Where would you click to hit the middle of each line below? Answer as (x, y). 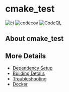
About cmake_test (34, 39)
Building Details (29, 73)
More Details (26, 56)
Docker (20, 84)
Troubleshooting (29, 79)
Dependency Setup (32, 68)
